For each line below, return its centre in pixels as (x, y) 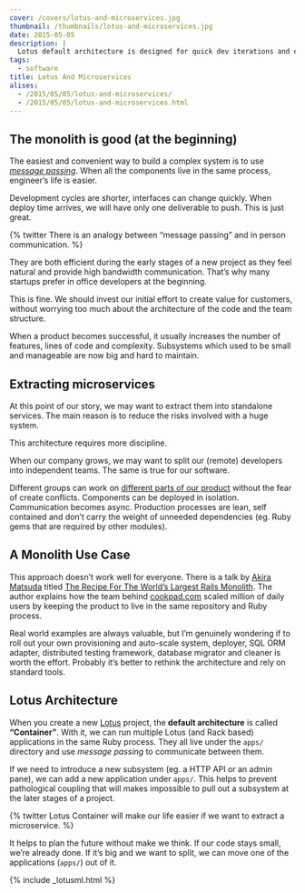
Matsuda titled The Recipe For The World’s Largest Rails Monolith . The (141, 587)
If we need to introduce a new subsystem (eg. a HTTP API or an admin (141, 768)
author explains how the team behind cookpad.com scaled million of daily (147, 596)
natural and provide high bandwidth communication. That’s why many (140, 272)
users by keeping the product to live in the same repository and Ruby (138, 606)
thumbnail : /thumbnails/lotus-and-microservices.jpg (111, 26)
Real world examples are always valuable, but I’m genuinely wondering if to (150, 633)
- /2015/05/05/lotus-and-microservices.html (103, 102)
